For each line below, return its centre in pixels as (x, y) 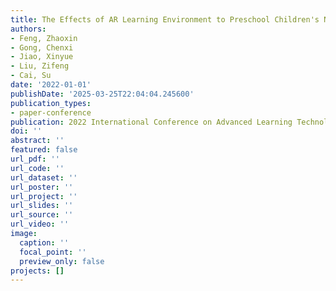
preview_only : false (62, 261)
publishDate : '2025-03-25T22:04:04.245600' (102, 94)
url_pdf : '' (35, 159)
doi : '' (26, 131)
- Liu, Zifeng (40, 66)
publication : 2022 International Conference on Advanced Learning (151, 122)
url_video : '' (40, 224)
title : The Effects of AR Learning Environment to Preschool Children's (165, 19)
